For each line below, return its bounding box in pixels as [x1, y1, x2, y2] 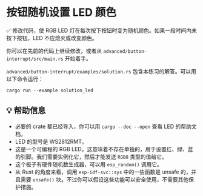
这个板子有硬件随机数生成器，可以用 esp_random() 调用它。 [15, 160, 162, 167]
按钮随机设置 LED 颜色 [6, 5, 117, 19]
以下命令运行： [6, 75, 44, 83]
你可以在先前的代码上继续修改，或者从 [6, 47, 102, 55]
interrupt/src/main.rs [6, 56, 64, 62]
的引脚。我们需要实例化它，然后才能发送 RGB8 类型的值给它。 [15, 153, 168, 160]
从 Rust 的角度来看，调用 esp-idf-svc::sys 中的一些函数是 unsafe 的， [15, 168, 191, 175]
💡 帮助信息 [6, 106, 46, 116]
